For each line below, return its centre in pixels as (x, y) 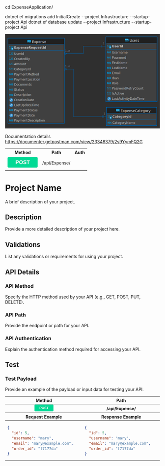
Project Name (33, 188)
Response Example (121, 417)
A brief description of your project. (40, 201)
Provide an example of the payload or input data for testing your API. (74, 389)
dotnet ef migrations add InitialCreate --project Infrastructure (67, 17)
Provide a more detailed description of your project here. (63, 229)
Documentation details (28, 136)
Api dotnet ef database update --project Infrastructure (75, 22)
